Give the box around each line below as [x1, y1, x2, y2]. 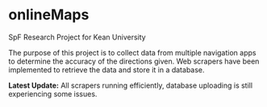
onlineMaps [8, 6, 90, 24]
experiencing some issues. [8, 88, 98, 98]
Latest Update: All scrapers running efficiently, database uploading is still [8, 80, 252, 90]
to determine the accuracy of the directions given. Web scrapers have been [8, 56, 260, 66]
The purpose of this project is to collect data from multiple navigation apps [8, 47, 257, 57]
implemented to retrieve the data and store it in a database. [8, 64, 205, 74]
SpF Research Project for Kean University [8, 32, 147, 42]
